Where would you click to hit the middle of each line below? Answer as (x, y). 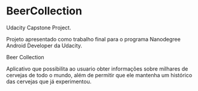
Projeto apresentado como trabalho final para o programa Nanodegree (94, 39)
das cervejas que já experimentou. (49, 81)
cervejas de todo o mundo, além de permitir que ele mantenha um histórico (99, 75)
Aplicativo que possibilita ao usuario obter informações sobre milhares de (97, 69)
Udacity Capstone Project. (39, 28)
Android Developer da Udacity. (44, 45)
